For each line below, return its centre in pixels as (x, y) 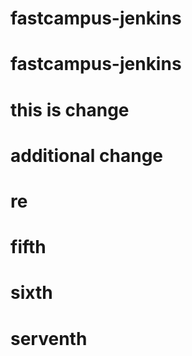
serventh (49, 338)
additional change (87, 155)
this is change (70, 109)
